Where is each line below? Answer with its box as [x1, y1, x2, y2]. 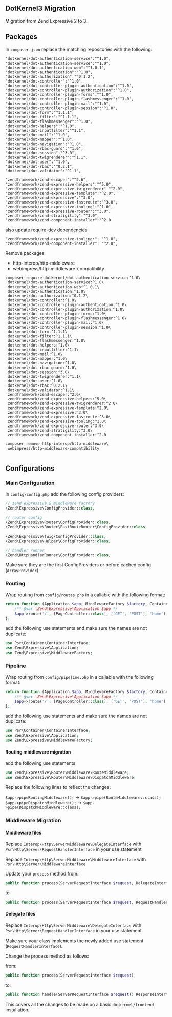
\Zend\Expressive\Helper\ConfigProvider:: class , [5, 538, 111, 544]
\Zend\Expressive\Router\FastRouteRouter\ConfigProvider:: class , [5, 524, 147, 530]
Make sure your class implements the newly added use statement [5, 938, 144, 944]
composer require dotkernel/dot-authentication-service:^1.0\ [5, 275, 141, 280]
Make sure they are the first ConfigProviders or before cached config [5, 562, 152, 568]
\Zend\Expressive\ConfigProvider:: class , [5, 506, 95, 511]
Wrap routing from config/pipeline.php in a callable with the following [5, 674, 154, 680]
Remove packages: [5, 250, 46, 256]
